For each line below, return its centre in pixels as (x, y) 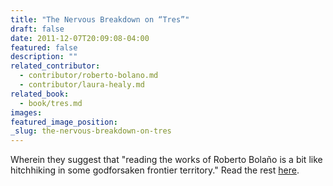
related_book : (40, 94)
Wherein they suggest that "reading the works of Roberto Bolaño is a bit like (166, 160)
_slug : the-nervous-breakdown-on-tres (91, 131)
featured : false (44, 47)
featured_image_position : (64, 122)
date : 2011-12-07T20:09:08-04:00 (80, 38)
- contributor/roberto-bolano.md (89, 76)
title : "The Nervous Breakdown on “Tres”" (100, 19)
